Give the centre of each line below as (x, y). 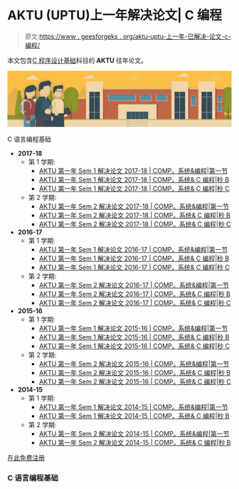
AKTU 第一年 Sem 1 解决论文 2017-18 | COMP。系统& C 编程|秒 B (134, 179)
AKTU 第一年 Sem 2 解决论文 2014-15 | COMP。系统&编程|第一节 (134, 433)
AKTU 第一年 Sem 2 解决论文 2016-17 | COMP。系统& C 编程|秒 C (135, 303)
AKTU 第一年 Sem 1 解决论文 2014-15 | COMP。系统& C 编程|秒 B (134, 416)
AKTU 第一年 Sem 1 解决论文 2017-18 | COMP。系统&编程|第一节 (133, 170)
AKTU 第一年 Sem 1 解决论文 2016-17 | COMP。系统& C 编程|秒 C (134, 267)
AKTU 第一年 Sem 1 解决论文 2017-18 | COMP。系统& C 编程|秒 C (134, 188)
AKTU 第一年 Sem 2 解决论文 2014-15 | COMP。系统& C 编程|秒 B (135, 442)
